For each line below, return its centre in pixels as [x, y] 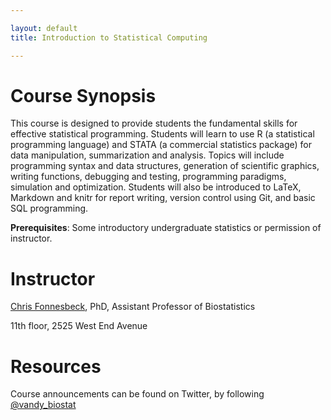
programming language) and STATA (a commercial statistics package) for [161, 145]
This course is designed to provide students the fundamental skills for [154, 123]
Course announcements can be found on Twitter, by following [137, 394]
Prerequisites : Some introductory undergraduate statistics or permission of [166, 228]
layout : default [44, 28]
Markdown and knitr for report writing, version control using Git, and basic [163, 198]
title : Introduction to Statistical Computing [109, 37]
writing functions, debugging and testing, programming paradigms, [148, 177]
